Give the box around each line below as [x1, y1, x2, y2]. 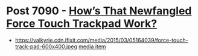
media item [78, 43, 107, 50]
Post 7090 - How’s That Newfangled [6, 4, 192, 18]
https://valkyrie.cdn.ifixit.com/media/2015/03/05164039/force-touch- [14, 36, 188, 43]
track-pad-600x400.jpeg [14, 43, 77, 50]
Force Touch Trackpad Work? [6, 17, 158, 30]
